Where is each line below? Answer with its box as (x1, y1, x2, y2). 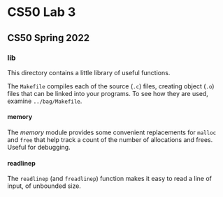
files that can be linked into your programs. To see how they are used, (7, 89, 208, 97)
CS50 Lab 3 (7, 4, 76, 20)
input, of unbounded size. (7, 182, 82, 190)
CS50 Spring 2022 (7, 32, 89, 44)
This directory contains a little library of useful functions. (7, 68, 171, 77)
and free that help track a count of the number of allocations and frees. (7, 136, 213, 144)
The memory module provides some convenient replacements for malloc (7, 128, 217, 136)
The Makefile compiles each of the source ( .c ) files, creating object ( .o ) (7, 81, 215, 90)
